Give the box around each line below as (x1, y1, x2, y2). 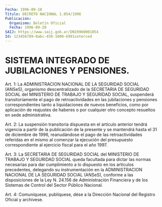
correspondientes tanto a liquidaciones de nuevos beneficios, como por (5, 102, 149, 107)
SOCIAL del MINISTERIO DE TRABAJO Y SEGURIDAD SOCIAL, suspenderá (5, 91, 154, 97)
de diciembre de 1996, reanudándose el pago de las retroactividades (5, 132, 143, 137)
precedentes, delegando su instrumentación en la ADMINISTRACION (5, 166, 143, 172)
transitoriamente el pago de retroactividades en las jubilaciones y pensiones (5, 96, 158, 102)
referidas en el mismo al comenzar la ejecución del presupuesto (5, 136, 133, 143)
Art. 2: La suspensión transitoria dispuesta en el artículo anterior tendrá (5, 121, 147, 127)
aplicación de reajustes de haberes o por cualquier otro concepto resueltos (5, 107, 156, 113)
